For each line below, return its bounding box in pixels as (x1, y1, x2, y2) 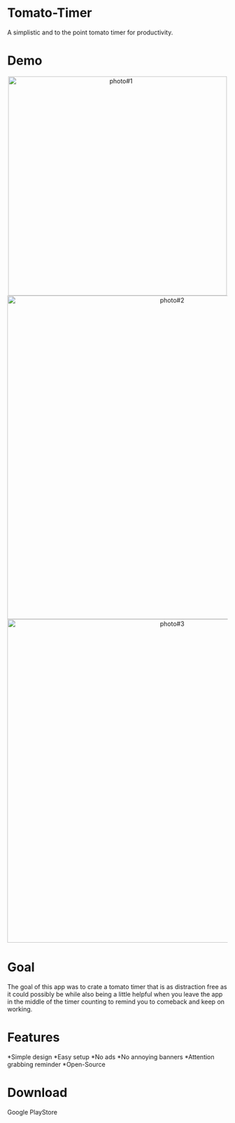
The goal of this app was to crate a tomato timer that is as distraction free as (7, 982, 227, 990)
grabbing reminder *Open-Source (7, 1060, 106, 1068)
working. (7, 1004, 33, 1013)
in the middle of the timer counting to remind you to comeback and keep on (7, 997, 225, 1006)
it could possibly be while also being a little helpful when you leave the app (7, 990, 223, 998)
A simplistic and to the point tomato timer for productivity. (7, 28, 173, 36)
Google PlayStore (7, 1108, 58, 1116)
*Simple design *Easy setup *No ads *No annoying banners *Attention (7, 1052, 215, 1061)
